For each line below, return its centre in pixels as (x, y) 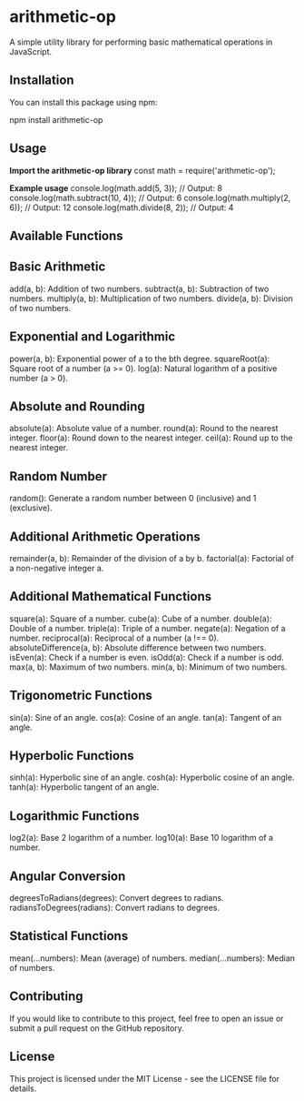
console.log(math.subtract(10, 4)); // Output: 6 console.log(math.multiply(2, (150, 197)
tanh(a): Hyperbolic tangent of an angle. (84, 787)
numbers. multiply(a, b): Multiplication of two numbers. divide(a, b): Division (151, 298)
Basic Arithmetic (58, 267)
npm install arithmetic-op (56, 119)
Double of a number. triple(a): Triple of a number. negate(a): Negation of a (147, 628)
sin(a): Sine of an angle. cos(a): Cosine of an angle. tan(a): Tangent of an (146, 717)
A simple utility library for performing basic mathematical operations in (141, 42)
